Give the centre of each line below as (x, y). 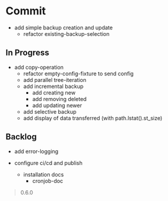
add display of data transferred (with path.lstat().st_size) (93, 118)
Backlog (21, 137)
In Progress (27, 53)
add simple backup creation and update (64, 28)
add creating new (54, 92)
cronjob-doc (48, 181)
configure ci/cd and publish (48, 163)
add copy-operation (39, 67)
